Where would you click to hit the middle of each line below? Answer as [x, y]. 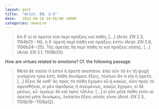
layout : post [18, 9]
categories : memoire [26, 23]
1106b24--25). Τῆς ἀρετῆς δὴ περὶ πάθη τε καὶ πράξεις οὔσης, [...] [84, 47]
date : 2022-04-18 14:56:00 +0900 [41, 18]
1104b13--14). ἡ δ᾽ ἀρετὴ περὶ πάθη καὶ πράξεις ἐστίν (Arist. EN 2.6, [84, 42]
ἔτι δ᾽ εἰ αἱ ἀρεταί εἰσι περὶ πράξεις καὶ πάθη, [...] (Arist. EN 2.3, [80, 37]
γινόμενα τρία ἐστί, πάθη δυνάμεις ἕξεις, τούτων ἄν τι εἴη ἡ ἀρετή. [85, 76]
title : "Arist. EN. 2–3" [31, 14]
